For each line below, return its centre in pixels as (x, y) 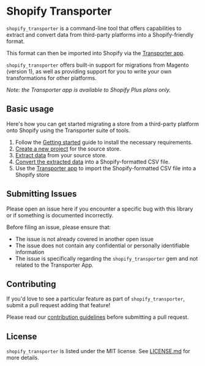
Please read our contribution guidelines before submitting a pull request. (98, 317)
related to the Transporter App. (54, 265)
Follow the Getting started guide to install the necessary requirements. (104, 142)
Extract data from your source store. (61, 155)
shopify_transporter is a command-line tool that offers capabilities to (94, 28)
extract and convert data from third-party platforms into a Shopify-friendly (100, 34)
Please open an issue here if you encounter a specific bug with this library (100, 209)
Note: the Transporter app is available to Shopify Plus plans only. (89, 89)
